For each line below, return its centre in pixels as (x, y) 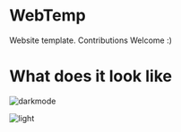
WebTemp (48, 16)
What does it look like (91, 76)
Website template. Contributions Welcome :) (91, 40)
